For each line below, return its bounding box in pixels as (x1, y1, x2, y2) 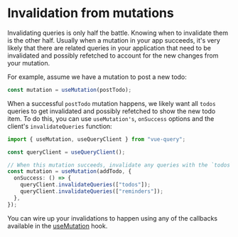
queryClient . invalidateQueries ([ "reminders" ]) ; (20, 188, 163, 195)
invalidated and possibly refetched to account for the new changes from (7, 51, 219, 60)
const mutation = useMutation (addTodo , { (7, 168, 132, 175)
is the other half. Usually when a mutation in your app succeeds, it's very (7, 36, 220, 44)
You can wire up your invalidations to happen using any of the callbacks (7, 214, 218, 222)
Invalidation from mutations (7, 5, 174, 21)
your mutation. (7, 58, 50, 67)
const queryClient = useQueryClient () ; (7, 148, 126, 156)
